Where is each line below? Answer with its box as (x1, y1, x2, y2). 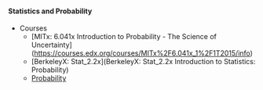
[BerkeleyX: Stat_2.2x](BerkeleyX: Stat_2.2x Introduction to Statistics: (31, 57, 256, 67)
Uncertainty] (31, 40, 72, 50)
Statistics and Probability (8, 6, 93, 16)
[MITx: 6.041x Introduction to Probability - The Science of (31, 32, 217, 41)
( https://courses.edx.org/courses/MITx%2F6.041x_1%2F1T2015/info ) (31, 49, 254, 58)
